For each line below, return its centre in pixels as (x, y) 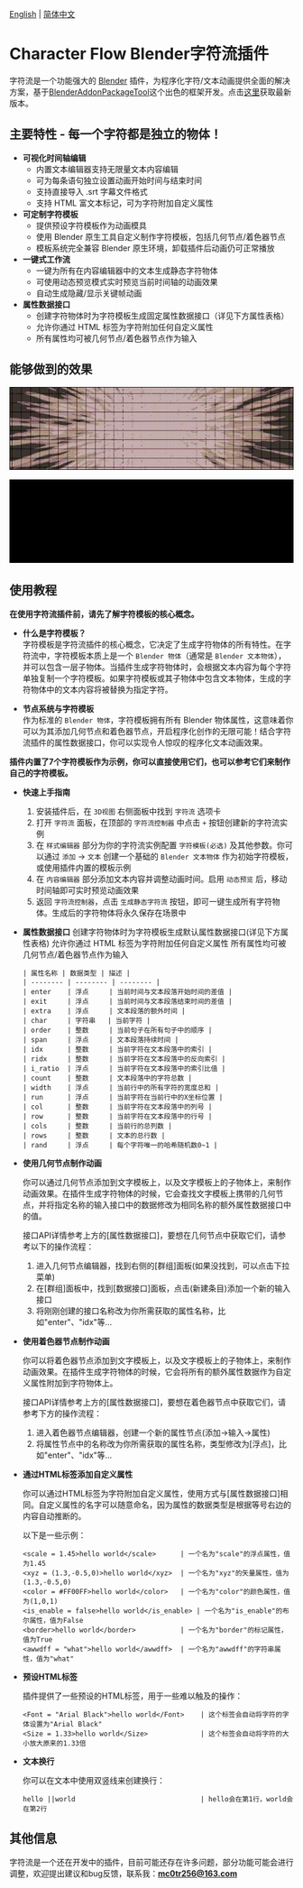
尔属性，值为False (53, 1620)
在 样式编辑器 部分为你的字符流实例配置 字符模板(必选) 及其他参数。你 (161, 845)
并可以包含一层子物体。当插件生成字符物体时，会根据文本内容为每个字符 (156, 667)
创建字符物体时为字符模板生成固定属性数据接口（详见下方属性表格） (162, 316)
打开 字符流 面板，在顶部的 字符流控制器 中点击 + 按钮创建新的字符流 (158, 822)
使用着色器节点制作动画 (66, 1341)
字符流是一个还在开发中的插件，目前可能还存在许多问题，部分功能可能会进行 (151, 1862)
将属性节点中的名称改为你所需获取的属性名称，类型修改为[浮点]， (157, 1443)
